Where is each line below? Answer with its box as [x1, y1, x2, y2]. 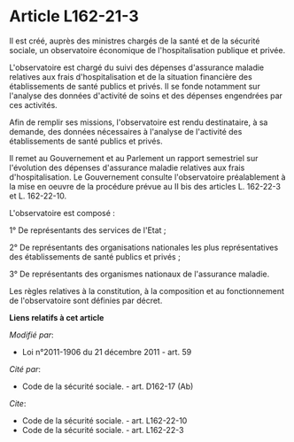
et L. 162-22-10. [9, 190, 67, 201]
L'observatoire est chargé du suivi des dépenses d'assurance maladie [9, 62, 265, 73]
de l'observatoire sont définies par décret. [9, 295, 163, 306]
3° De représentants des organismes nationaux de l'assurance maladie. [9, 268, 270, 279]
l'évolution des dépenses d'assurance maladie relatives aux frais [9, 162, 245, 173]
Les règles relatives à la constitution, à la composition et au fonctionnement [9, 285, 285, 296]
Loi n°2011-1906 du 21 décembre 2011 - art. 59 [21, 346, 192, 357]
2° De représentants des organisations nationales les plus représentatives [9, 242, 279, 252]
